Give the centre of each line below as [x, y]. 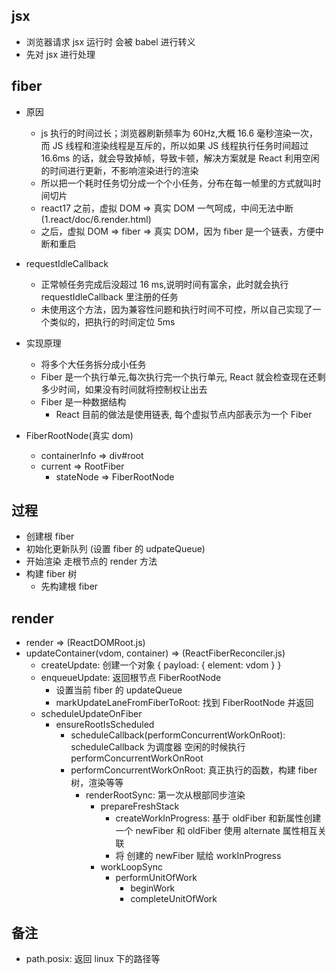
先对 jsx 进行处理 [60, 54]
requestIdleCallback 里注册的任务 [109, 296]
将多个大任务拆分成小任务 [93, 364]
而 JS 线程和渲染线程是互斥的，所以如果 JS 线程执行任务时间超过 [174, 145]
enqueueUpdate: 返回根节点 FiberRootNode [131, 678]
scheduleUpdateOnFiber [91, 714]
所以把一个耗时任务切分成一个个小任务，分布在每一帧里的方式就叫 [176, 183]
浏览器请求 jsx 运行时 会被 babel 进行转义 [110, 41]
